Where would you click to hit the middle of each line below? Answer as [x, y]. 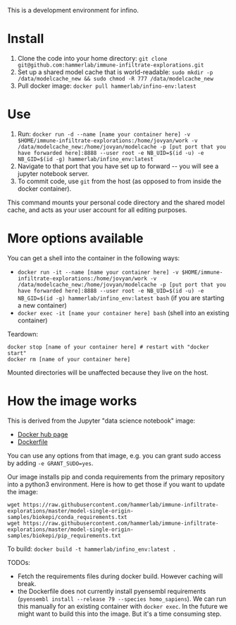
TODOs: [19, 562]
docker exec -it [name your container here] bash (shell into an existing [123, 312]
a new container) [42, 305]
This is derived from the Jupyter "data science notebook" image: [101, 421]
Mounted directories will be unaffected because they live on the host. [108, 372]
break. [27, 583]
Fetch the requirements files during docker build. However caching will [120, 576]
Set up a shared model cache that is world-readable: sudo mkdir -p [115, 72]
